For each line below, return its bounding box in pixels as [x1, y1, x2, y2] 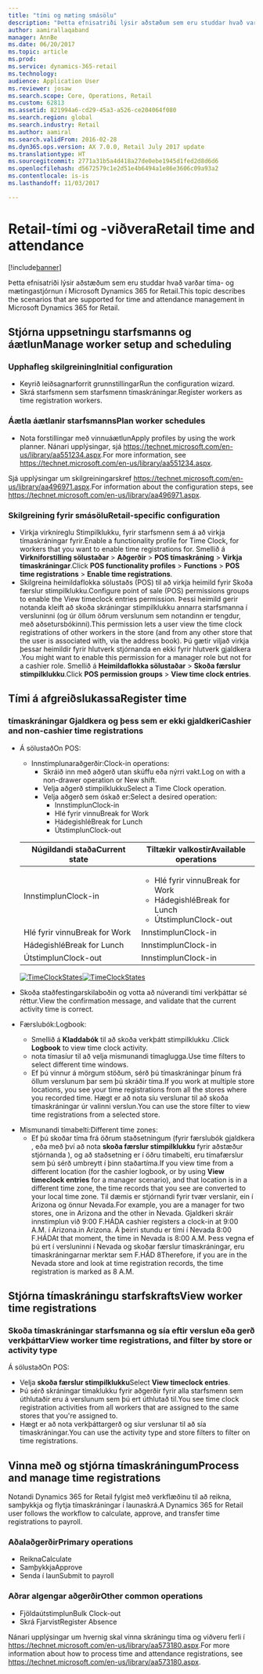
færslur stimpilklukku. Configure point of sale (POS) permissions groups [19, 585, 250, 595]
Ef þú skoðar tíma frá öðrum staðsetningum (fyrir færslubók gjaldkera [31, 1133, 255, 1143]
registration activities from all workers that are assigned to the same [19, 1402, 240, 1413]
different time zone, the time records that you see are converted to [31, 1183, 247, 1193]
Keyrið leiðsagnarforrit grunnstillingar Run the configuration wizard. [19, 379, 235, 388]
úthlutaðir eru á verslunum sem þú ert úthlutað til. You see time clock [19, 1395, 240, 1404]
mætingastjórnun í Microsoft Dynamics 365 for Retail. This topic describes [8, 286, 246, 295]
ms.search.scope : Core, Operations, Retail [8, 92, 153, 100]
